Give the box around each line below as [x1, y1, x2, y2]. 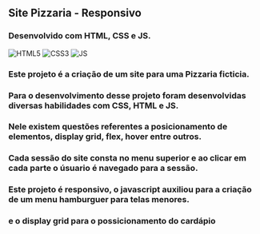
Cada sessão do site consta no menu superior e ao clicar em [8, 153, 246, 164]
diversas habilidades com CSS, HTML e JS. [8, 100, 179, 111]
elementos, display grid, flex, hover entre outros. [8, 131, 202, 142]
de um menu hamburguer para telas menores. [8, 194, 190, 205]
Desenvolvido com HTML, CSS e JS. [8, 30, 151, 42]
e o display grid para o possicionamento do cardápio [8, 216, 216, 227]
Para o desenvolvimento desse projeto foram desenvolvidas [8, 89, 246, 101]
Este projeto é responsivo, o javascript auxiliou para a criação [8, 184, 252, 195]
